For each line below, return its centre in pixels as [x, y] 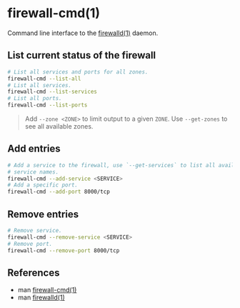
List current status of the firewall [82, 55]
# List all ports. [35, 99]
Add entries [34, 149]
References [34, 273]
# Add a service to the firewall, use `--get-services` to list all [111, 165]
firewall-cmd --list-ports [47, 105]
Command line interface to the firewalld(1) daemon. [83, 33]
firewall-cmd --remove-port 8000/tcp [64, 250]
